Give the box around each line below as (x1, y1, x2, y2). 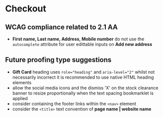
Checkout (5, 3, 46, 14)
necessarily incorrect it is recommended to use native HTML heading (12, 74, 154, 80)
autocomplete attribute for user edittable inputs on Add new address (12, 41, 153, 47)
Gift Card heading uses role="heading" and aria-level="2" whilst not (12, 69, 155, 75)
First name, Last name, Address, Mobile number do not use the (12, 36, 145, 42)
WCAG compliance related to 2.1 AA (5, 23, 118, 31)
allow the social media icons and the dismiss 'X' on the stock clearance (12, 85, 159, 91)
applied (12, 95, 28, 101)
